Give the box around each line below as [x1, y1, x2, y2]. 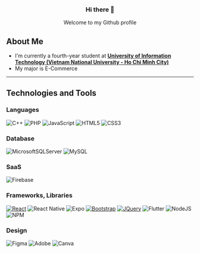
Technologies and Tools [6, 88, 97, 98]
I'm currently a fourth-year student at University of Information [14, 52, 171, 59]
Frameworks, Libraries [6, 191, 73, 200]
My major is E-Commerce [14, 65, 78, 72]
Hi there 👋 [85, 5, 115, 14]
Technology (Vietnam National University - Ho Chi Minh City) [14, 59, 169, 66]
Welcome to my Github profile [63, 19, 137, 26]
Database [6, 134, 35, 142]
